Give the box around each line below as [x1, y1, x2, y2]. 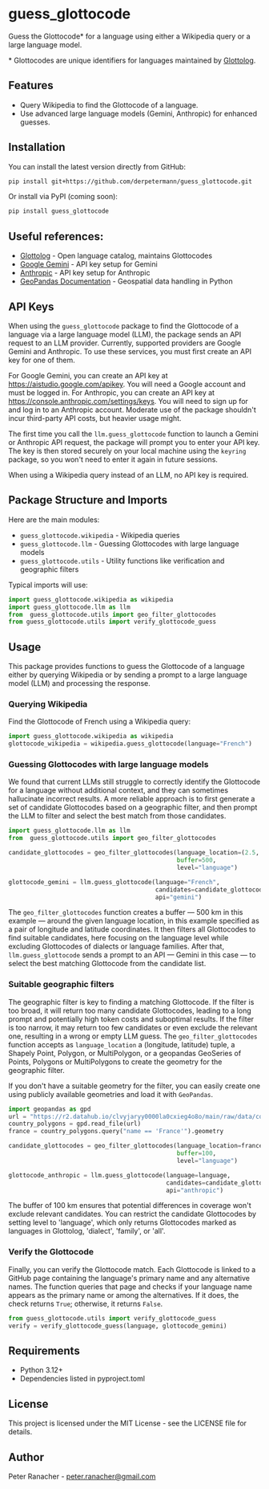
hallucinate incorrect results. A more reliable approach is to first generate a [8, 794, 255, 804]
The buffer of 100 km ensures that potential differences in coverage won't [8, 1201, 252, 1210]
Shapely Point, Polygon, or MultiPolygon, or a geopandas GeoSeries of [8, 1048, 242, 1058]
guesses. [19, 117, 50, 127]
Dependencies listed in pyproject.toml [19, 1374, 146, 1384]
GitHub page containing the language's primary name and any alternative [8, 1273, 251, 1283]
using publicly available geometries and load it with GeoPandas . [8, 1089, 214, 1099]
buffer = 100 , [176, 1149, 217, 1157]
